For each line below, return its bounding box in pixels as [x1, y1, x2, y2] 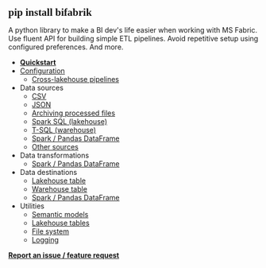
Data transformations [19, 150, 90, 160]
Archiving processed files [31, 108, 116, 118]
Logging [31, 235, 60, 244]
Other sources [31, 142, 79, 151]
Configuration [19, 66, 65, 76]
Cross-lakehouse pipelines [31, 75, 119, 84]
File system [31, 227, 70, 236]
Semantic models [31, 210, 89, 219]
